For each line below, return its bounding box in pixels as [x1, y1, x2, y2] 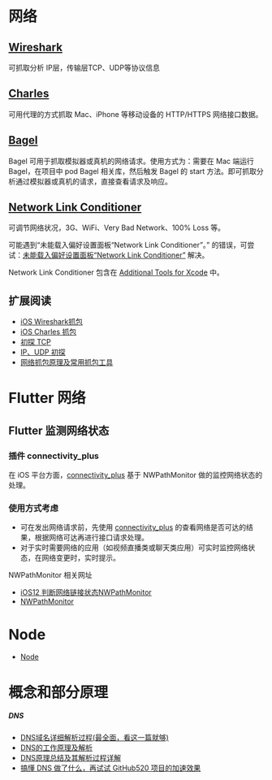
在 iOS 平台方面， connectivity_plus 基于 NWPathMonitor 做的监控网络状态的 [8, 470, 263, 480]
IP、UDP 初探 [19, 347, 66, 357]
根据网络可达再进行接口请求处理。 [34, 533, 149, 543]
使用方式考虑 [8, 503, 59, 514]
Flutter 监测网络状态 [8, 423, 110, 437]
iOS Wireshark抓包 [19, 317, 83, 327]
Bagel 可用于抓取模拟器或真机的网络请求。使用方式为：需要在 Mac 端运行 [8, 156, 254, 166]
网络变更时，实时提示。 [41, 553, 120, 563]
